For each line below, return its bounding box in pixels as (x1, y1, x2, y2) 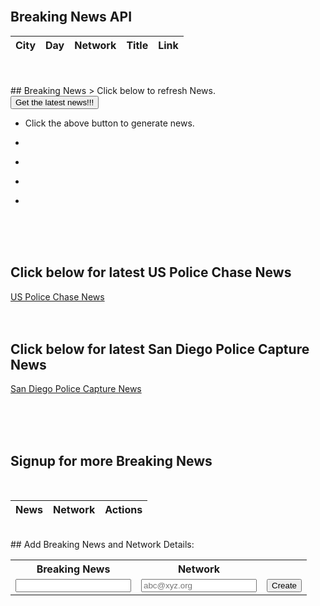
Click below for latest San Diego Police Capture (10, 341, 310, 358)
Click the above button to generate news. (24, 117, 195, 129)
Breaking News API (10, 9, 133, 26)
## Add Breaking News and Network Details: (10, 539, 195, 551)
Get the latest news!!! (15, 97, 95, 108)
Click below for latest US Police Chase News (10, 264, 292, 281)
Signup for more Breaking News (10, 452, 213, 469)
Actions (104, 503, 143, 517)
